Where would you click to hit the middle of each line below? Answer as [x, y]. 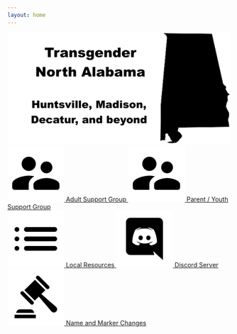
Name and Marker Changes [106, 323]
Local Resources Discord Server [142, 265]
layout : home [27, 15]
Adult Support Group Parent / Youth [147, 199]
